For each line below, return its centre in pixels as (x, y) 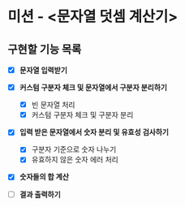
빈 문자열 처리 (53, 105)
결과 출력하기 (40, 194)
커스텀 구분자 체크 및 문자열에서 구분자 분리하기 (93, 88)
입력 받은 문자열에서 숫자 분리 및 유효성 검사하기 (94, 132)
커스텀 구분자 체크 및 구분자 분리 (82, 115)
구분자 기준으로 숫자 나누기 (74, 149)
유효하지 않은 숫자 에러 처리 (75, 160)
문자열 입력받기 (43, 70)
